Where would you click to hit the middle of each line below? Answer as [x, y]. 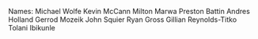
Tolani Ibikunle [32, 28]
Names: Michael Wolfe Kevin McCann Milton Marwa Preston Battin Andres [129, 11]
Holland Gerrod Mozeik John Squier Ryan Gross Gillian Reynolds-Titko [123, 19]
